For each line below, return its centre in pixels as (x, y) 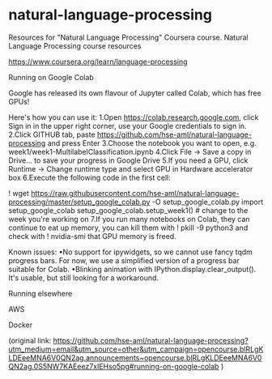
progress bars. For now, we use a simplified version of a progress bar (124, 260)
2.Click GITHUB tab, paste (52, 134)
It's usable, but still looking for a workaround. (84, 278)
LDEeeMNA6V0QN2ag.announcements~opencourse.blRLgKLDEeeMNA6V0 (135, 357)
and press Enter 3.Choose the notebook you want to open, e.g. (152, 143)
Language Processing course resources (75, 45)
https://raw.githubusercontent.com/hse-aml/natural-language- (136, 193)
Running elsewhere (40, 293)
